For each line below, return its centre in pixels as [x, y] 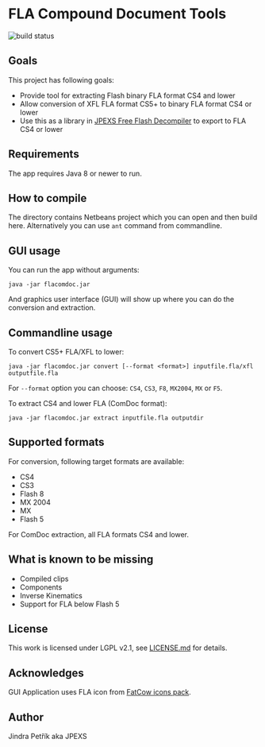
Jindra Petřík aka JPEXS [48, 737]
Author [26, 717]
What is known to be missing [81, 560]
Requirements [44, 155]
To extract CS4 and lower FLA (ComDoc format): [88, 403]
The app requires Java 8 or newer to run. [75, 173]
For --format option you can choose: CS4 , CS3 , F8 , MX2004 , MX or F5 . [115, 388]
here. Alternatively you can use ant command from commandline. [115, 226]
